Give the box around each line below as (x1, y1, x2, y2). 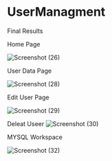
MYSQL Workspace (7, 133, 63, 141)
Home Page (7, 40, 41, 48)
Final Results (7, 27, 43, 35)
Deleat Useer (7, 119, 45, 127)
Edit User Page (7, 93, 49, 101)
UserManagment (7, 4, 106, 20)
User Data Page (7, 66, 52, 75)
